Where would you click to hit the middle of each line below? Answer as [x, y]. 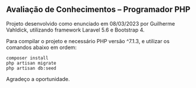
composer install [27, 58]
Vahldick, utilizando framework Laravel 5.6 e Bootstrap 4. [75, 30]
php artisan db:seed [31, 68]
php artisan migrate [31, 63]
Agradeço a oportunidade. [38, 79]
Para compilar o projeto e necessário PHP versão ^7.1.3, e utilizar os [88, 41]
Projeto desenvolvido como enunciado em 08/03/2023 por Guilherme [91, 23]
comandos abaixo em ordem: [41, 47]
